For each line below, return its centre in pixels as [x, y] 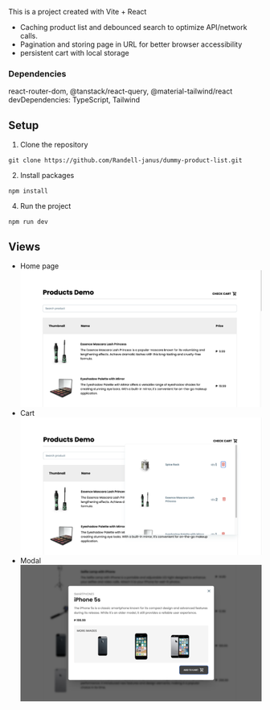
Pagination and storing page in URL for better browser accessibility [131, 44]
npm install [28, 191]
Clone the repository [54, 145]
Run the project [45, 206]
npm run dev [28, 222]
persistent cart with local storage [75, 53]
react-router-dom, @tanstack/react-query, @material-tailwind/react [121, 91]
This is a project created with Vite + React [78, 12]
